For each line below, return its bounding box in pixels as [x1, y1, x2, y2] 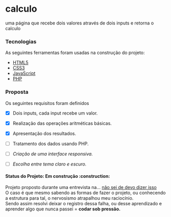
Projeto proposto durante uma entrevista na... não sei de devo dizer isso [5, 184, 157, 191]
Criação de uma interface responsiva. [12, 151, 93, 157]
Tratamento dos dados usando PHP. [12, 141, 89, 147]
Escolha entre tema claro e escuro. [12, 161, 87, 167]
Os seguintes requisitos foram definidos [5, 100, 89, 106]
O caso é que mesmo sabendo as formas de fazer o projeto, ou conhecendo [5, 189, 166, 196]
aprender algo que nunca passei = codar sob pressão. [5, 206, 121, 212]
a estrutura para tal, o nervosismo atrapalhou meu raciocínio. [5, 195, 134, 201]
